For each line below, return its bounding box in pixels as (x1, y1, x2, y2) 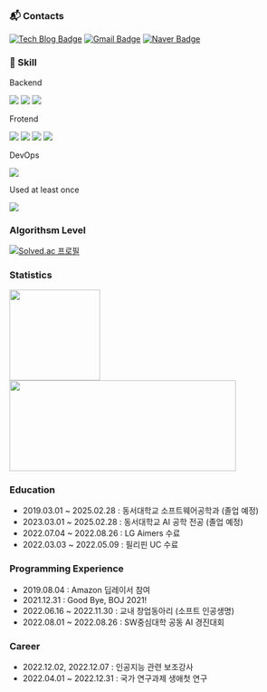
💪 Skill (9, 56, 38, 69)
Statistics (9, 268, 52, 281)
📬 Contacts (9, 9, 65, 22)
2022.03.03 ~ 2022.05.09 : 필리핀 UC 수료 (22, 540, 179, 551)
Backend (9, 77, 43, 88)
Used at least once (9, 184, 80, 195)
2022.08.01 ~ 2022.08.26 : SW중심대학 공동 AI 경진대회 (22, 617, 224, 628)
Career (9, 639, 41, 652)
